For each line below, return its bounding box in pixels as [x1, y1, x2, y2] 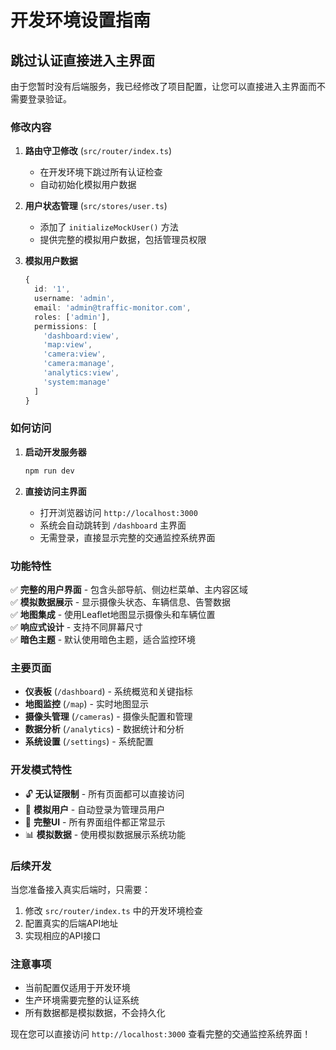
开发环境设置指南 [10, 9, 152, 32]
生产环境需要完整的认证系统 [24, 994, 140, 1006]
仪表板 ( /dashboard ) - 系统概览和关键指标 [24, 686, 193, 698]
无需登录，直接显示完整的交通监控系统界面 [39, 531, 216, 543]
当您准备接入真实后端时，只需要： [10, 883, 151, 895]
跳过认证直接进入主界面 [10, 52, 155, 69]
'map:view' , [43, 340, 93, 350]
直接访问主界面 [24, 485, 87, 497]
